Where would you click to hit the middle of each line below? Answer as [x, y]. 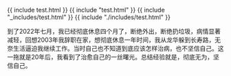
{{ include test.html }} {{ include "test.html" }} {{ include [86, 10]
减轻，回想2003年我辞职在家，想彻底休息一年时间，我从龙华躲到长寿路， [111, 40]
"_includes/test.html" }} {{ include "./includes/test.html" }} [89, 17]
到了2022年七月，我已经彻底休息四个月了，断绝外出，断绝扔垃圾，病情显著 [114, 31]
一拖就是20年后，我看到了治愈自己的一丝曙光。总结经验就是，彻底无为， [110, 57]
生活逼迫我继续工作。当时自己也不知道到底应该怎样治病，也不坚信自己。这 [118, 48]
